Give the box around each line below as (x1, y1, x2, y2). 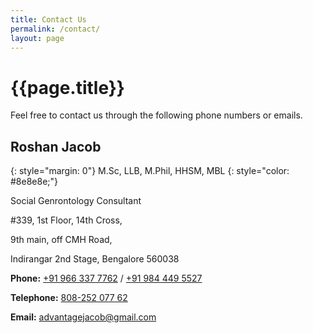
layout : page (10, 33, 65, 43)
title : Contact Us (10, 14, 87, 25)
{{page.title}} (10, 76, 125, 99)
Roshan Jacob (10, 138, 102, 155)
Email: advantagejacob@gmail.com (10, 311, 157, 323)
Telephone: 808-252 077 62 (10, 292, 128, 304)
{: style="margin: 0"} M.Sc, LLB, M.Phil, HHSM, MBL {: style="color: (10, 165, 290, 177)
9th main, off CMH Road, (10, 234, 113, 246)
